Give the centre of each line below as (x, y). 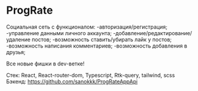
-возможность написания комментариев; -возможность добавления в (97, 46)
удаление (18, 39)
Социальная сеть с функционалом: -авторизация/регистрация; (87, 27)
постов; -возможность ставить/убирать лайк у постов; (102, 39)
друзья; (16, 52)
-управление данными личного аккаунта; (59, 33)
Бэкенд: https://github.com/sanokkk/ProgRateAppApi (72, 81)
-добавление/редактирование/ (153, 33)
